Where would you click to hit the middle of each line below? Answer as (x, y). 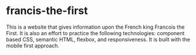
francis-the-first (47, 11)
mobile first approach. (33, 46)
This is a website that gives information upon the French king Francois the (95, 27)
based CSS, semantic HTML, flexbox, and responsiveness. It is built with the (98, 39)
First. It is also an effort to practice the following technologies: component (95, 33)
